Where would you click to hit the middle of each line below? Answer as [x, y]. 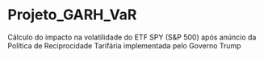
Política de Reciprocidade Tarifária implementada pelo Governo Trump [124, 45]
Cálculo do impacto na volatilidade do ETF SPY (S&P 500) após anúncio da [132, 37]
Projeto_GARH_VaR [72, 15]
